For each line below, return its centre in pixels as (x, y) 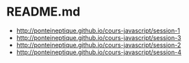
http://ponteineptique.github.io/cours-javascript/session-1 (98, 30)
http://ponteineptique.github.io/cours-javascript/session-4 (99, 52)
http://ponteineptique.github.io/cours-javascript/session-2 (99, 45)
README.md (43, 12)
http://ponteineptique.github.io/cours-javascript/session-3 (99, 37)
